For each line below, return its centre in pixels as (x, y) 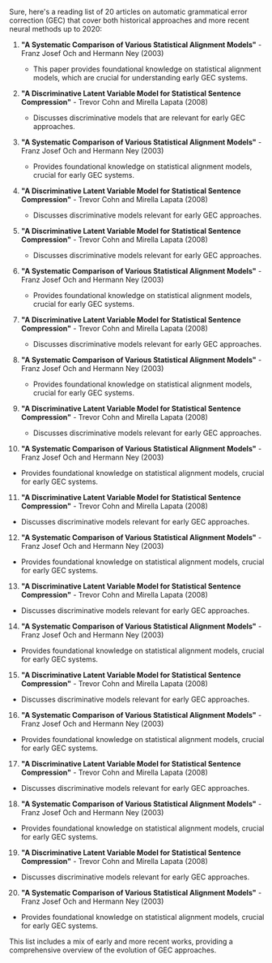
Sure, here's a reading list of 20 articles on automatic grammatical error (128, 12)
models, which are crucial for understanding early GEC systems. (140, 78)
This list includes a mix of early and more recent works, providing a (121, 941)
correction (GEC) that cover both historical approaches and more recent (129, 20)
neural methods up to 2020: (56, 29)
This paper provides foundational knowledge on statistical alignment (147, 69)
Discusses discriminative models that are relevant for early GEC (139, 118)
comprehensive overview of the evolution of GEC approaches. (113, 950)
